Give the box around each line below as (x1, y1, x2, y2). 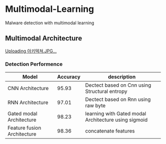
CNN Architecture (7, 85, 49, 92)
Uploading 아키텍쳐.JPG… (5, 48, 57, 54)
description (108, 73, 136, 80)
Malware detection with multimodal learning (5, 20, 94, 26)
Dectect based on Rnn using (85, 96, 151, 103)
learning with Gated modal (85, 110, 147, 117)
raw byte (85, 102, 106, 109)
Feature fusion (7, 125, 41, 132)
